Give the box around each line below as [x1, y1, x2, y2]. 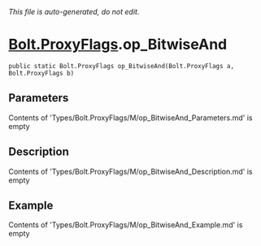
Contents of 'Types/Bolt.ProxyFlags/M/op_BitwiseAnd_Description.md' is [8, 166, 253, 176]
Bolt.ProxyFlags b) [8, 69, 75, 77]
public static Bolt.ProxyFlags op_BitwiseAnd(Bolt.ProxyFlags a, [8, 62, 234, 70]
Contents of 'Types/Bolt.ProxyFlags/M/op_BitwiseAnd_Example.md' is [8, 220, 243, 230]
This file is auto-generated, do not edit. [8, 7, 140, 16]
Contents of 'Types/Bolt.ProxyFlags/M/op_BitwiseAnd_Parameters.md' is [8, 113, 253, 123]
